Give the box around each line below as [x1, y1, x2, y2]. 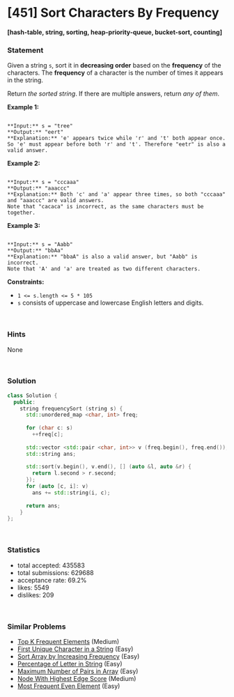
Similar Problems [7, 622, 66, 631]
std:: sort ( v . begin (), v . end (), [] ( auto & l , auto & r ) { [25, 464, 192, 470]
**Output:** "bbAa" [7, 247, 64, 254]
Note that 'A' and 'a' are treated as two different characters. [7, 266, 201, 273]
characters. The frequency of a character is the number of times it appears [7, 68, 224, 77]
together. [7, 209, 36, 217]
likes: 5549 [17, 583, 49, 592]
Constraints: [7, 277, 45, 286]
